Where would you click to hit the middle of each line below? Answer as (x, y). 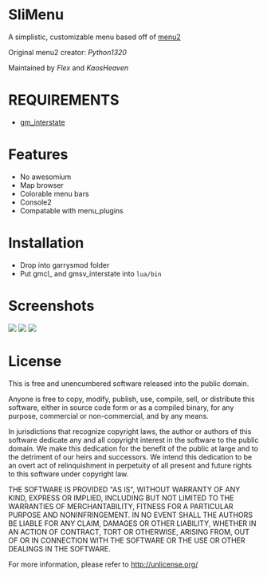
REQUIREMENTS (64, 100)
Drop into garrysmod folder (65, 265)
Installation (46, 243)
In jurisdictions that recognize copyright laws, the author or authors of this (130, 431)
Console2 (35, 202)
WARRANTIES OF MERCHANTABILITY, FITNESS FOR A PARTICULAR (121, 506)
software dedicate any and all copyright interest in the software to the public (133, 440)
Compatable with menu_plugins (71, 210)
